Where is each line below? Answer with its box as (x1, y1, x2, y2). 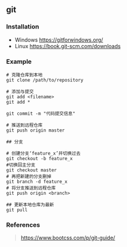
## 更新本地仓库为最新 (6, 202, 55, 208)
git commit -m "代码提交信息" (6, 110, 75, 117)
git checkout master (6, 167, 58, 173)
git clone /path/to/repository (6, 77, 84, 83)
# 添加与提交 (6, 89, 34, 95)
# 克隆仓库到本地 (6, 71, 43, 78)
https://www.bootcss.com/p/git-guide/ (20, 235, 116, 242)
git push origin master (6, 127, 65, 133)
